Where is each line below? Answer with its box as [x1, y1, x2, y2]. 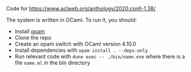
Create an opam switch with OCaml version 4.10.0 [14, 41, 136, 47]
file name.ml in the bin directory [14, 59, 91, 66]
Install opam [14, 28, 45, 35]
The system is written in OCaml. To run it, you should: [6, 17, 137, 23]
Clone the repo [14, 34, 52, 41]
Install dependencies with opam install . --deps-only [14, 47, 148, 54]
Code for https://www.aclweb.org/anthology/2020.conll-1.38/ [6, 5, 156, 12]
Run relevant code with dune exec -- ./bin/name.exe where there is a [14, 53, 185, 60]
